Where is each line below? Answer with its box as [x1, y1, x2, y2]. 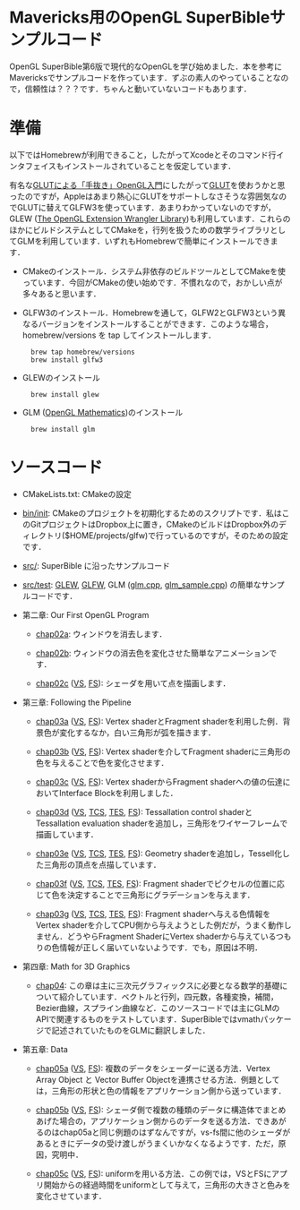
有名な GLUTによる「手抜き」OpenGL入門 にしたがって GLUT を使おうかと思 [9, 179, 286, 190]
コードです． [30, 590, 78, 601]
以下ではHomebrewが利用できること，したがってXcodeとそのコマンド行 [9, 149, 277, 160]
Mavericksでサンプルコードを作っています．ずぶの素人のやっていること [9, 72, 273, 82]
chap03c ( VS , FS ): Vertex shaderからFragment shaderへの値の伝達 [35, 776, 284, 787]
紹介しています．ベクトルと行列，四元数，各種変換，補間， [59, 991, 279, 1002]
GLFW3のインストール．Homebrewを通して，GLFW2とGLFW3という [21, 307, 279, 318]
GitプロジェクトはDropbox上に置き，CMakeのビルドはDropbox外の [30, 519, 279, 529]
